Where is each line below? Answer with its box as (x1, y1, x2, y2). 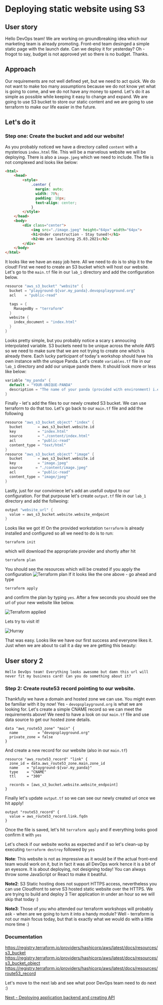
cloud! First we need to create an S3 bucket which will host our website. (5, 264, 149, 270)
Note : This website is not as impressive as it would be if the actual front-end (5, 856, 158, 862)
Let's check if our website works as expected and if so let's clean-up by (5, 842, 149, 847)
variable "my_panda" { (5, 378, 51, 383)
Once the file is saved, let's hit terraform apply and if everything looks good (5, 827, 158, 833)
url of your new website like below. (5, 600, 74, 606)
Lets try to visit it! (5, 619, 40, 625)
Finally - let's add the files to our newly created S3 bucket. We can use (5, 400, 147, 406)
